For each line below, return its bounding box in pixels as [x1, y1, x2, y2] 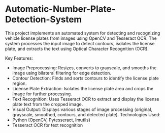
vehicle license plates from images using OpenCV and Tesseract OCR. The [5, 35, 157, 41]
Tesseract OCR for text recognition [12, 122, 83, 128]
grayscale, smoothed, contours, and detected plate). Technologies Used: [12, 111, 161, 117]
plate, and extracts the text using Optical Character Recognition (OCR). [5, 46, 149, 52]
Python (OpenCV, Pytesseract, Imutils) [12, 117, 91, 123]
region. [12, 80, 27, 86]
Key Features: [5, 55, 33, 61]
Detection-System [5, 14, 82, 25]
